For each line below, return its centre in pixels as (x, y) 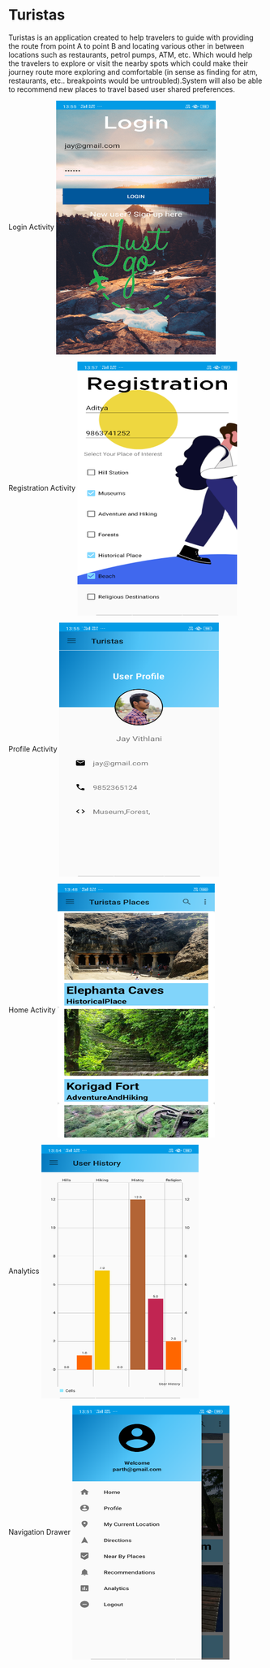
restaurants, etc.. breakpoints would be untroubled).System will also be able (135, 80)
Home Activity (32, 1010)
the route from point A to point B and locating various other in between (126, 45)
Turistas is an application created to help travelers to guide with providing (131, 37)
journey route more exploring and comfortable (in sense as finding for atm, (133, 71)
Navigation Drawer (40, 1532)
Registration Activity (42, 487)
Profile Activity (33, 748)
